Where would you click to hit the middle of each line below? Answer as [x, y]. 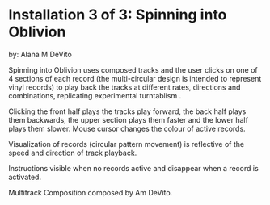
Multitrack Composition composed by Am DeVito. [91, 192]
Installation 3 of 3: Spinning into [118, 15]
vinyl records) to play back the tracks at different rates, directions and [124, 87]
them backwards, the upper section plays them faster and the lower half [129, 119]
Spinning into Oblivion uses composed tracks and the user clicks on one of [133, 69]
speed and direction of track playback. [73, 153]
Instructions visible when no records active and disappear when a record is [133, 168]
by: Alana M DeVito [40, 54]
